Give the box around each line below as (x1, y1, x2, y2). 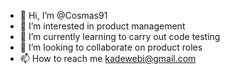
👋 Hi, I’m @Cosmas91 (19, 10, 108, 21)
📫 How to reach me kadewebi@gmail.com (19, 53, 197, 64)
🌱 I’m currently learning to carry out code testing (19, 31, 221, 42)
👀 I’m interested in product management (19, 20, 186, 32)
